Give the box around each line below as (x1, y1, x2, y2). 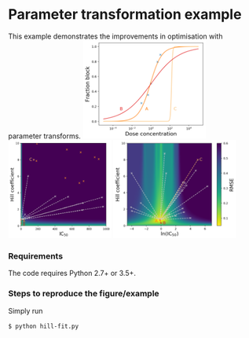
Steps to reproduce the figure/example (8, 288, 159, 299)
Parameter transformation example (8, 6, 242, 24)
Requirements (8, 250, 64, 261)
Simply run (8, 306, 43, 315)
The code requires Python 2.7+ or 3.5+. (8, 269, 136, 278)
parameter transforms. (8, 131, 81, 141)
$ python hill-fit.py (8, 322, 79, 330)
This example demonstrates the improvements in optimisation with (8, 31, 223, 41)
